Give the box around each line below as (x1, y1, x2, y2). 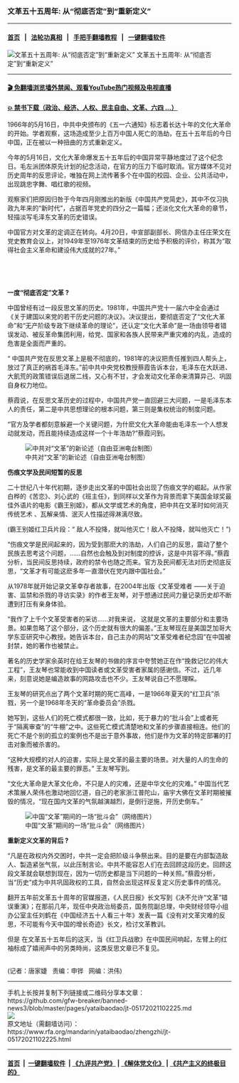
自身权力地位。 (7, 381, 51, 389)
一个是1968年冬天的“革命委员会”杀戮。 (26, 699, 140, 707)
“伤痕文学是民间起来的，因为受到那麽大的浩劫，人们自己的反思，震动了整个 (7, 540, 229, 549)
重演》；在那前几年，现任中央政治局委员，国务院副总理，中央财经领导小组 (13, 902, 229, 911)
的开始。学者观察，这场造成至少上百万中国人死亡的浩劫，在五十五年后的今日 (7, 130, 232, 138)
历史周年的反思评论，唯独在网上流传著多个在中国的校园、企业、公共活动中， (7, 171, 232, 179)
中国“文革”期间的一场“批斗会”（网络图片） (25, 821, 149, 830)
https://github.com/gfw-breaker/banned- (7, 996, 128, 1005)
